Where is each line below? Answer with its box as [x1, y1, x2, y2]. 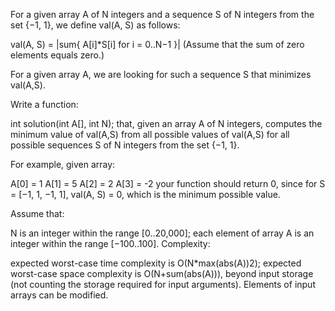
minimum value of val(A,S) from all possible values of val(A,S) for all [10, 129, 290, 140]
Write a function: [10, 99, 79, 110]
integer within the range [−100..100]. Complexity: [10, 238, 211, 249]
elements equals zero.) [10, 49, 105, 61]
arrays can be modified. [10, 289, 109, 301]
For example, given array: [10, 159, 116, 170]
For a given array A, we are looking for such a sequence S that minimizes [10, 69, 312, 80]
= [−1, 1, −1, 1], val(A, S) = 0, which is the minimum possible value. [10, 189, 281, 200]
